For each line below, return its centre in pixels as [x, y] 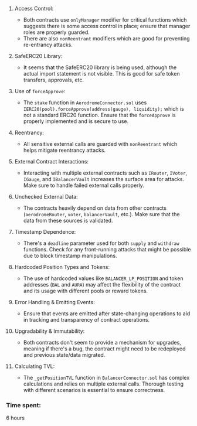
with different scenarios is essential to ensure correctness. [94, 390]
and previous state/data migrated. [64, 355]
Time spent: [23, 405]
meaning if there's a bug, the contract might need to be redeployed [104, 349]
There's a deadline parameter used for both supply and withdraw [101, 243]
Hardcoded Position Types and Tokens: [62, 267]
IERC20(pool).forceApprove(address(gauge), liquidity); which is [104, 109]
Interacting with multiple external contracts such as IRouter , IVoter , [105, 173]
